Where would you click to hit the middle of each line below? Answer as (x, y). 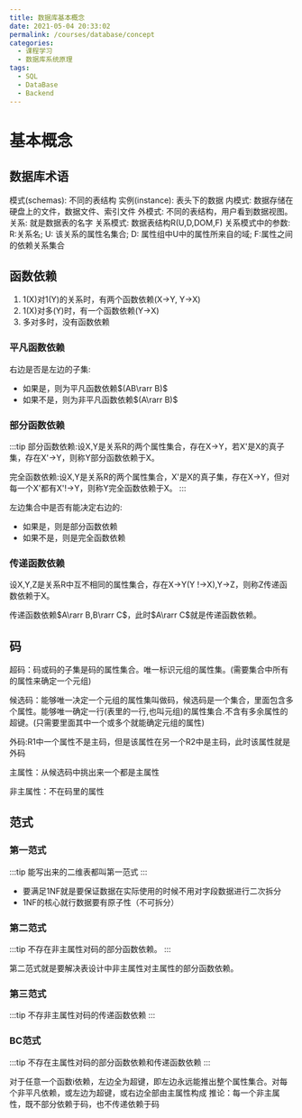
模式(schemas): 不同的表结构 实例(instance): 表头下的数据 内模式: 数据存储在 (151, 200)
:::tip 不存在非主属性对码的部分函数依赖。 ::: (90, 949)
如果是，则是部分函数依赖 (70, 526)
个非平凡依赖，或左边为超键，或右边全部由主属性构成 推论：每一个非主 (141, 1093)
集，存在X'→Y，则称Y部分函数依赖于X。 (84, 457)
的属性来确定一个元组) (50, 681)
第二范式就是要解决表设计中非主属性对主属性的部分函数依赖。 (124, 968)
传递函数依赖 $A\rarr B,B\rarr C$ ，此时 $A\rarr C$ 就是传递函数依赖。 (135, 615)
